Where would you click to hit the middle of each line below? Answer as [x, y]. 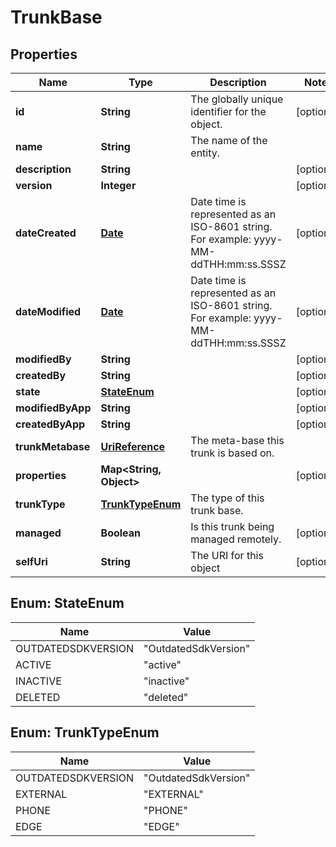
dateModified [48, 311]
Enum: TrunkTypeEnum [85, 732]
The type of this [227, 498]
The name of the [229, 140]
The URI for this [227, 555]
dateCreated [46, 233]
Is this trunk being [232, 526]
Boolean [121, 533]
